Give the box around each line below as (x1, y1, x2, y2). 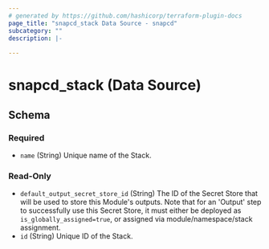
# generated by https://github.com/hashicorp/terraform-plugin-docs (8, 11, 243, 20)
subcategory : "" (8, 27, 63, 35)
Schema (8, 108, 51, 121)
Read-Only (8, 170, 52, 182)
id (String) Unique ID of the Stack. (19, 231, 133, 241)
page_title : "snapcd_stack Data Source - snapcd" (8, 19, 178, 27)
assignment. (19, 222, 61, 233)
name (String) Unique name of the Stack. (19, 150, 152, 160)
